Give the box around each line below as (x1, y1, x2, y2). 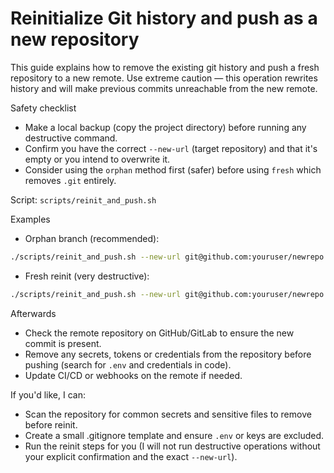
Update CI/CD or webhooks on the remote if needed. (24, 369, 243, 381)
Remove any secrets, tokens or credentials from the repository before (24, 348, 312, 360)
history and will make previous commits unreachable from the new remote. (10, 82, 318, 94)
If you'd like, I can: (10, 388, 86, 401)
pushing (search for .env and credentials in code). (24, 358, 232, 371)
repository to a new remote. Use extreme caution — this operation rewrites (10, 72, 318, 84)
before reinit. (24, 418, 78, 431)
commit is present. (24, 337, 102, 349)
